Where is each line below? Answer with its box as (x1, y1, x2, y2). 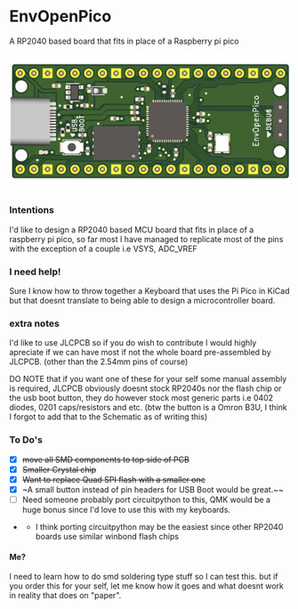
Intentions (9, 204, 55, 216)
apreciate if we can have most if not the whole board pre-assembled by (9, 347, 271, 358)
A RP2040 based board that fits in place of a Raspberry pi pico (9, 36, 239, 46)
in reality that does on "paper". (9, 590, 122, 601)
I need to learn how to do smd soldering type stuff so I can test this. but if (9, 572, 278, 582)
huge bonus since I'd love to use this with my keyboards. (21, 505, 231, 516)
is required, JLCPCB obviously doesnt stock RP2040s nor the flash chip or (9, 383, 282, 394)
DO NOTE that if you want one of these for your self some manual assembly (9, 374, 287, 385)
